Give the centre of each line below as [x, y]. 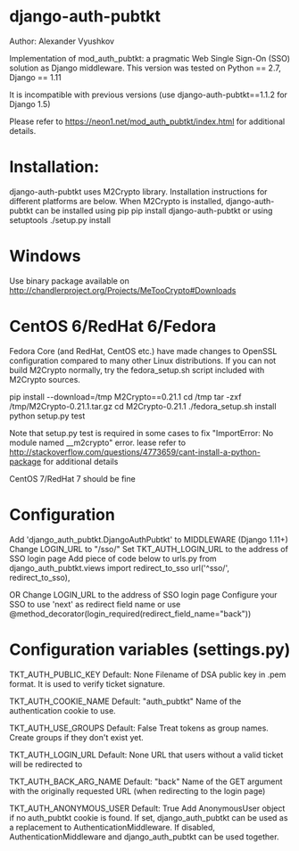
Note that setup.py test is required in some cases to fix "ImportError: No [141, 433]
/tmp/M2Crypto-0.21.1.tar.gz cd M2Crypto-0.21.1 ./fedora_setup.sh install [143, 406]
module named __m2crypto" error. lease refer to [97, 442]
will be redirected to [46, 764]
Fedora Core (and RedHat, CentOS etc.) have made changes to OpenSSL [143, 351]
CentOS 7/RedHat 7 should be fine [72, 478]
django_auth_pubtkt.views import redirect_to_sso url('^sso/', [120, 567]
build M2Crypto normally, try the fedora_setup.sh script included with [137, 370]
